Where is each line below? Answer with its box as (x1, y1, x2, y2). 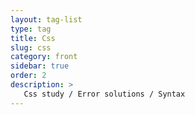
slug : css (10, 42, 52, 53)
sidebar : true (10, 61, 70, 71)
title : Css (10, 33, 56, 43)
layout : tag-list (10, 14, 83, 25)
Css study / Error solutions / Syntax (23, 89, 186, 99)
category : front (10, 52, 78, 62)
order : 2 (10, 71, 47, 81)
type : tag (10, 24, 52, 34)
